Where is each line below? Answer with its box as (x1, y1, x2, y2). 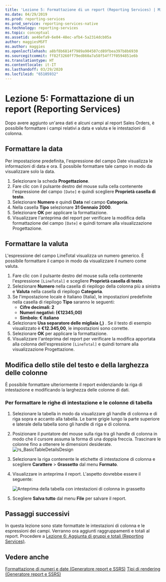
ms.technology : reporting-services (5, 26, 79, 31)
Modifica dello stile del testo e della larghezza (5, 361, 149, 369)
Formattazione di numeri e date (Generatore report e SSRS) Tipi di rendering (5, 566, 161, 572)
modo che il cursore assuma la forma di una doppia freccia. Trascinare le (12, 436, 161, 442)
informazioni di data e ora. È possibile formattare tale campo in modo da (5, 163, 152, 169)
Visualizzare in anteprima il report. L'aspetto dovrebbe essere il (12, 471, 141, 477)
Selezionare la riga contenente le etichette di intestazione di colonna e (12, 456, 156, 462)
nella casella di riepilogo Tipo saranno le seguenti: (12, 299, 115, 305)
